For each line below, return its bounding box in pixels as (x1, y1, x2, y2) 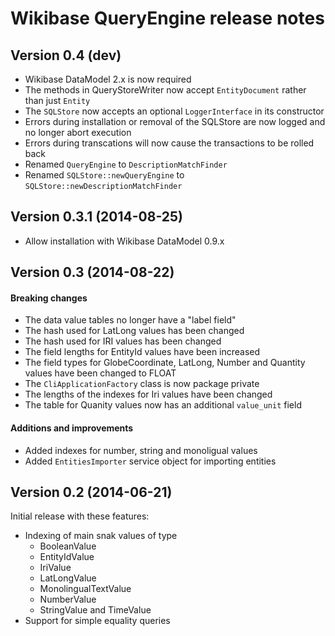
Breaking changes (10, 292, 88, 304)
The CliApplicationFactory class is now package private (24, 378, 260, 390)
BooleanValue (39, 540, 97, 552)
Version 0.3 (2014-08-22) (10, 264, 175, 281)
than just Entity (24, 95, 91, 106)
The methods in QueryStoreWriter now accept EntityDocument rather (24, 84, 307, 96)
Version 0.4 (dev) (10, 47, 122, 64)
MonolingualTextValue (39, 583, 132, 595)
